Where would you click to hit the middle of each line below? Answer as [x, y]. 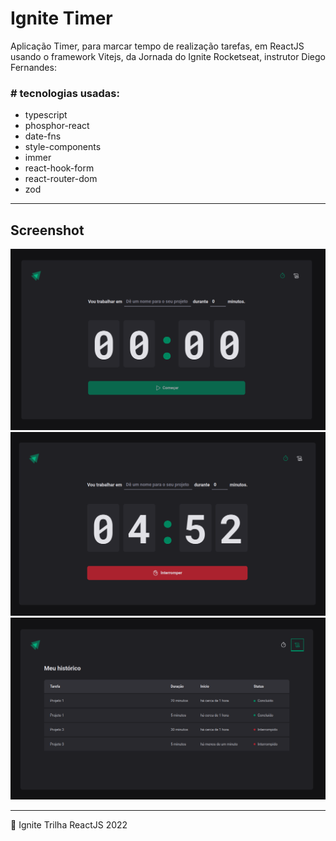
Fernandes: [33, 67]
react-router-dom [61, 179]
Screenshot [47, 230]
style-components [63, 147]
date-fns [43, 136]
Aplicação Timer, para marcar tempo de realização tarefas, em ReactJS [157, 46]
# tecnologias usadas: [65, 93]
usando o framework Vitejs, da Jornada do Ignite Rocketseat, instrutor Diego [168, 56]
